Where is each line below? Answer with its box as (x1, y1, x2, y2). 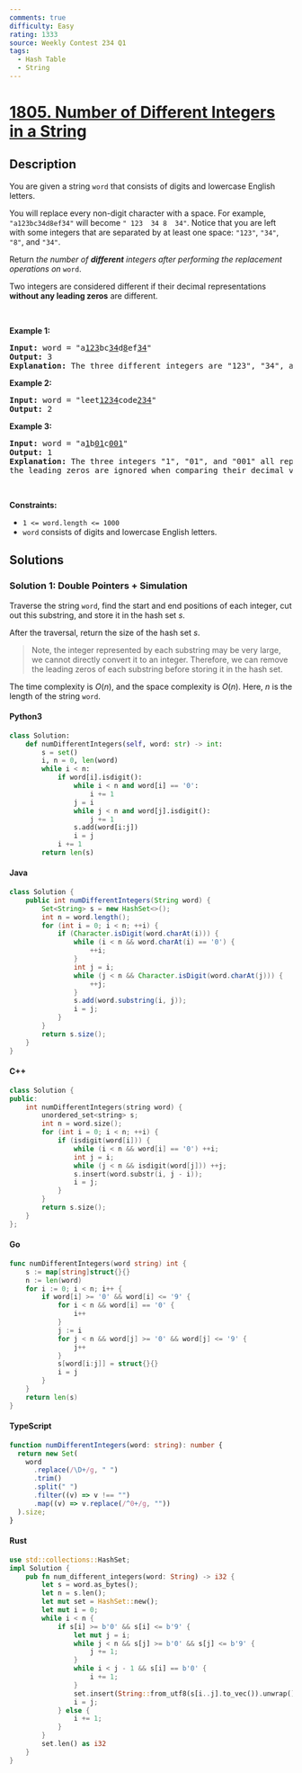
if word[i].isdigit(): (57, 773, 143, 783)
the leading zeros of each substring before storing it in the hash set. (31, 663, 283, 675)
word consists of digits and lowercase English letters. (22, 526, 218, 537)
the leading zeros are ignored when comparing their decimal (9, 465, 285, 475)
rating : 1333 (9, 30, 58, 39)
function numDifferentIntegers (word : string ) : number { (9, 1440, 223, 1449)
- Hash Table (17, 55, 67, 64)
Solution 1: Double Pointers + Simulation (9, 579, 188, 592)
